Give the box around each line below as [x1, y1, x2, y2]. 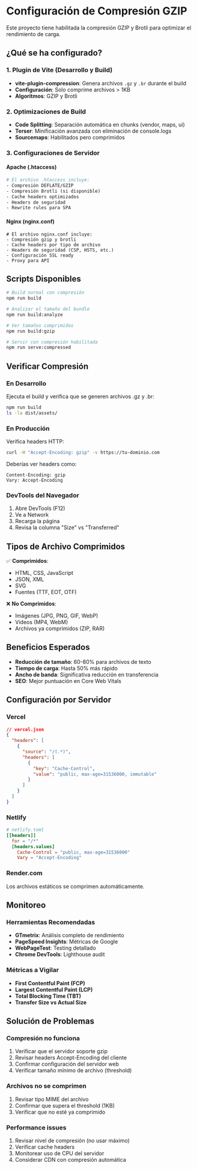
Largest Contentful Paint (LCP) [14, 986, 93, 993]
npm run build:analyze [6, 311, 63, 318]
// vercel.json [6, 726, 44, 732]
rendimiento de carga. [6, 30, 61, 37]
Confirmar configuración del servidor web [14, 1060, 119, 1067]
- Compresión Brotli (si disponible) [6, 188, 101, 194]
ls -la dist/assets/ [6, 410, 58, 416]
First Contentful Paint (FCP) [14, 979, 85, 986]
